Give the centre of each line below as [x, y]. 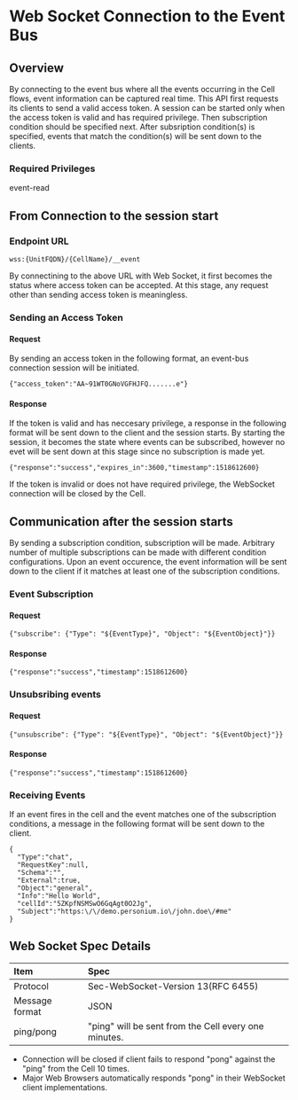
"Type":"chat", [45, 857]
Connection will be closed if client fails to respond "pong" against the [149, 1059]
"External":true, [49, 881]
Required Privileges [52, 168]
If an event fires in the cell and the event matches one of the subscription [143, 815]
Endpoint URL [39, 241]
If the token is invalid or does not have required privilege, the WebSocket [142, 484]
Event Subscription [51, 594]
